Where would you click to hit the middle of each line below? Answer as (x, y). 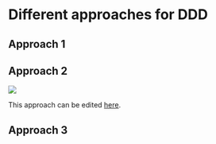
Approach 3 (38, 130)
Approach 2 (38, 70)
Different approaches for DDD (108, 15)
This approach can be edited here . (65, 105)
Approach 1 (37, 44)
